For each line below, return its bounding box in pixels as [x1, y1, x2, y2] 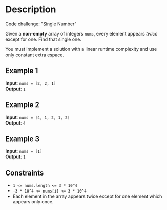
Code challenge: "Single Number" [5, 21, 77, 27]
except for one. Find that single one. [5, 36, 82, 42]
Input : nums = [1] [5, 148, 43, 154]
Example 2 [5, 100, 39, 109]
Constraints [5, 168, 44, 177]
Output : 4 [5, 119, 26, 126]
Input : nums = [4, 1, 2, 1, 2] [5, 114, 70, 120]
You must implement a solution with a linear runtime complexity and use [5, 46, 157, 52]
